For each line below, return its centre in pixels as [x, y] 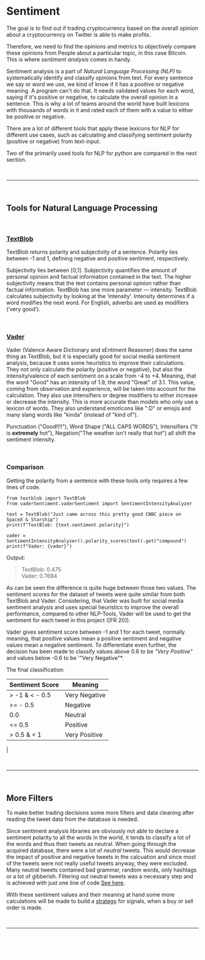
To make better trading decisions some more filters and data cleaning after [100, 813]
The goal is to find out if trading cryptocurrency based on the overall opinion [102, 28]
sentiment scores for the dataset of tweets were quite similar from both [96, 594]
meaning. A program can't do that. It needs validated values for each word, [101, 90]
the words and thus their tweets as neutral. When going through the [92, 844]
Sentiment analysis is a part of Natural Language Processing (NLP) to [94, 71]
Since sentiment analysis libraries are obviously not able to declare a [92, 831]
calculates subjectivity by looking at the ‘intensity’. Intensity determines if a [100, 296]
